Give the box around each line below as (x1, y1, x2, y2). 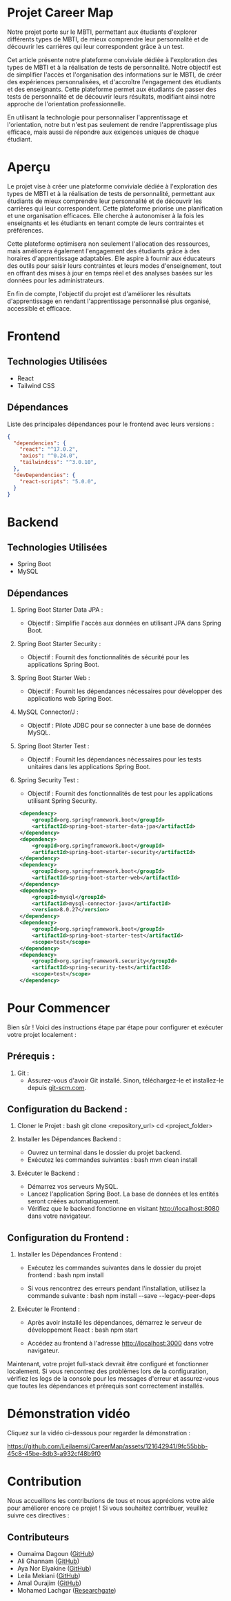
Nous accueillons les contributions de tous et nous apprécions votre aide (7, 1497, 215, 1505)
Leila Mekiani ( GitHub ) (17, 1571, 81, 1580)
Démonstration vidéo (7, 1406, 131, 1422)
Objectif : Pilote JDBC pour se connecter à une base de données (27, 721, 212, 730)
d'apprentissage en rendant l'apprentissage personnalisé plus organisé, (7, 297, 212, 305)
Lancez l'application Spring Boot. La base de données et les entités (27, 1190, 219, 1199)
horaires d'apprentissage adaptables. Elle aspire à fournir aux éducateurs (7, 254, 216, 262)
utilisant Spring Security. (27, 797, 98, 805)
